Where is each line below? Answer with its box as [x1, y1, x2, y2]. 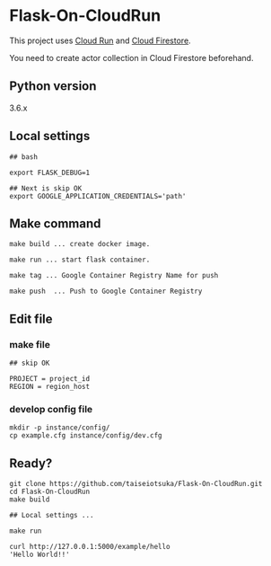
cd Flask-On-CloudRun [9, 487, 91, 497]
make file [9, 338, 51, 350]
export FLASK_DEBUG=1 [9, 168, 91, 177]
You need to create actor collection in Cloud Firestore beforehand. [9, 52, 254, 63]
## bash [9, 152, 39, 162]
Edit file [9, 311, 53, 326]
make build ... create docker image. [9, 240, 151, 249]
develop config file [9, 402, 93, 415]
